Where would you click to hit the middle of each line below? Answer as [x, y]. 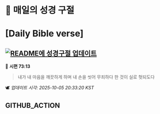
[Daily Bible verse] [44, 34]
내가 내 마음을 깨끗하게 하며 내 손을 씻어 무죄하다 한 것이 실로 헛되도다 [86, 77]
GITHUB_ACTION [33, 105]
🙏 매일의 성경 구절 [40, 10]
